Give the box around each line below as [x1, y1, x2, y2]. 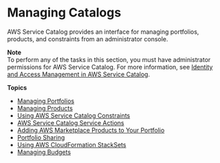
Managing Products [16, 104, 74, 112]
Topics [7, 83, 27, 91]
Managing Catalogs [7, 5, 122, 21]
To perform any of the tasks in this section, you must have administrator [7, 55, 211, 63]
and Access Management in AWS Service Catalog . [7, 70, 150, 78]
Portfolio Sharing [16, 133, 65, 142]
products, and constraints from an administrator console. [7, 34, 168, 43]
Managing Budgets [16, 148, 71, 156]
